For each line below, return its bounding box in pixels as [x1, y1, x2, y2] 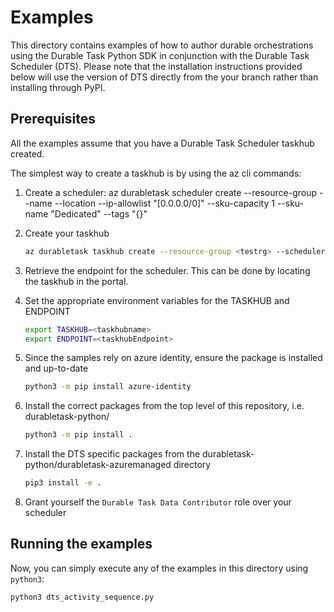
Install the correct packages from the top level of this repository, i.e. [24, 400, 305, 412]
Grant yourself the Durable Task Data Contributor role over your [24, 496, 292, 508]
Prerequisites [10, 111, 96, 128]
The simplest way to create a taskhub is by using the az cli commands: [10, 167, 302, 179]
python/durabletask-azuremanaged [24, 459, 172, 471]
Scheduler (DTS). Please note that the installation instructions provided [10, 60, 303, 72]
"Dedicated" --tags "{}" [50, 207, 148, 220]
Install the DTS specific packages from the [24, 448, 201, 460]
